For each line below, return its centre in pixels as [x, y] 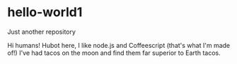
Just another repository [42, 32]
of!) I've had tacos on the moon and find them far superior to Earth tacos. [114, 53]
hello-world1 [45, 12]
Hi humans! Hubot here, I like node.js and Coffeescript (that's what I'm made [119, 45]
